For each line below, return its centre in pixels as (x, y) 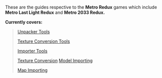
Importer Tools (32, 51)
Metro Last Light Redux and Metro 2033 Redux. (55, 12)
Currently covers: (24, 22)
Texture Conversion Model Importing (55, 61)
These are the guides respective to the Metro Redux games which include (81, 7)
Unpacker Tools (34, 32)
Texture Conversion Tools (44, 41)
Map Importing (33, 70)
